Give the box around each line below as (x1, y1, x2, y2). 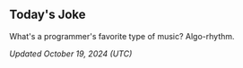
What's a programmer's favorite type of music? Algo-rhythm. (9, 30, 235, 41)
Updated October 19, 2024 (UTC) (9, 48, 133, 59)
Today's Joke (9, 7, 87, 22)
